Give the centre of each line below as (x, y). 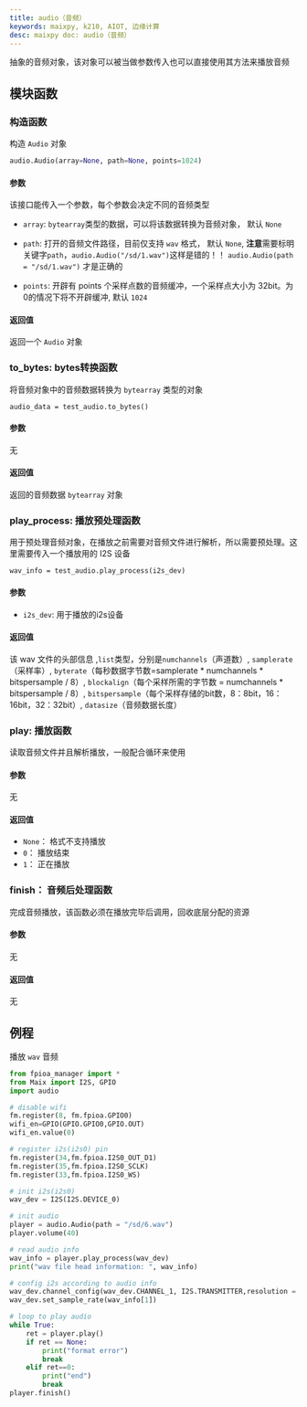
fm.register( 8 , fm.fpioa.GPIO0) (71, 1116)
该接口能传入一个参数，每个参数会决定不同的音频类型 (110, 205)
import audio (34, 1091)
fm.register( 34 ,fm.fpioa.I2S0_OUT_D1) (83, 1158)
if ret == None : (57, 1342)
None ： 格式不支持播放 (64, 841)
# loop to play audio (51, 1317)
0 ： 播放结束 (46, 853)
